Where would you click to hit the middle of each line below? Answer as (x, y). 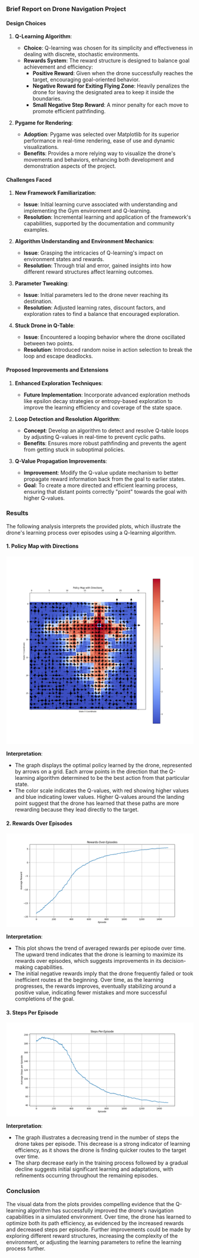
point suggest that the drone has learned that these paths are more (97, 803)
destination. (38, 301)
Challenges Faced (29, 179)
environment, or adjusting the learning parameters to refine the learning (94, 1242)
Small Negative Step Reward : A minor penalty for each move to (110, 105)
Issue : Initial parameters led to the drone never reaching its (96, 295)
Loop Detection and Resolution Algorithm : (67, 419)
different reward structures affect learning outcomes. (89, 272)
